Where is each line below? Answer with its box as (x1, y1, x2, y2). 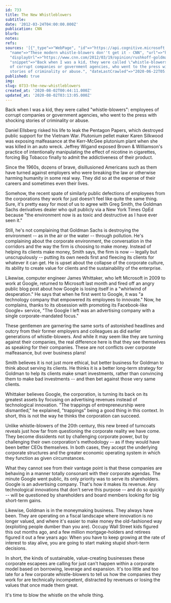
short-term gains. (5, 498, 42, 504)
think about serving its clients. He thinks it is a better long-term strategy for (5, 365, 163, 371)
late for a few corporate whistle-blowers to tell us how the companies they (5, 571, 161, 578)
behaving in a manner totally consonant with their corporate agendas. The (5, 471, 161, 477)
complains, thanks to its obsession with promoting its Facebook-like (5, 302, 148, 308)
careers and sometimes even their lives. (5, 180, 89, 186)
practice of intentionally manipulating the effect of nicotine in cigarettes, (5, 149, 156, 155)
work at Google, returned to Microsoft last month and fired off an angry (5, 281, 155, 287)
